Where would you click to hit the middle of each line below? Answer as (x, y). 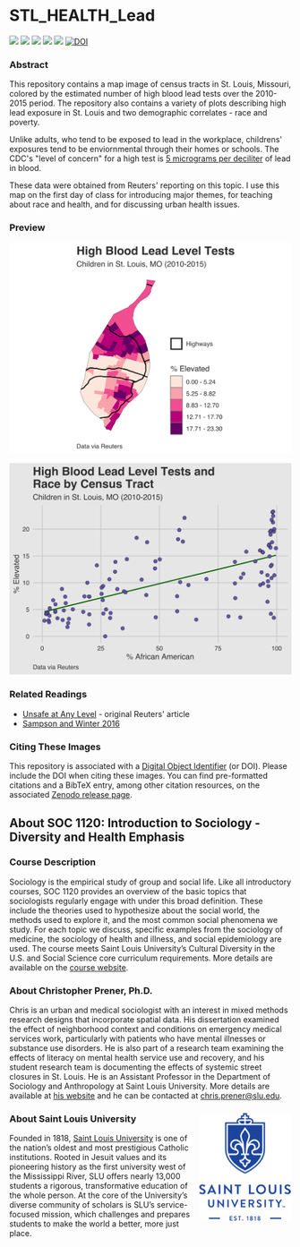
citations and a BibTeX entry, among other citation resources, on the (135, 785)
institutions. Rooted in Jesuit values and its (88, 1157)
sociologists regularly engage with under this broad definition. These (136, 901)
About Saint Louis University (73, 1119)
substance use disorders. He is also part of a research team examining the (146, 1048)
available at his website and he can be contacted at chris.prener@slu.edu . (146, 1096)
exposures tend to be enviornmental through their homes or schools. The (144, 149)
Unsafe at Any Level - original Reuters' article (106, 713)
